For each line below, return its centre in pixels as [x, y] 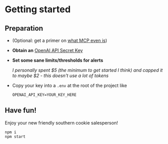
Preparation [24, 28]
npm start [15, 136]
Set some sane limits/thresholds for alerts [57, 60]
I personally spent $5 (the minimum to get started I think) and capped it [87, 70]
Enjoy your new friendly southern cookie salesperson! [62, 123]
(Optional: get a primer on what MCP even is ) [60, 40]
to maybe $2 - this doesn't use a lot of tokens [60, 76]
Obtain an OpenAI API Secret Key [47, 50]
